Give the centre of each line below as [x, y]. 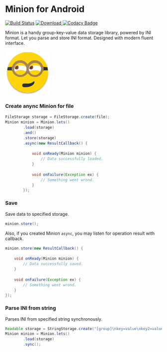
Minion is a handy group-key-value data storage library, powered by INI [78, 32]
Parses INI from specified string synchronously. [54, 319]
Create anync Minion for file [40, 106]
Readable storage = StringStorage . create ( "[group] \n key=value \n [73, 329]
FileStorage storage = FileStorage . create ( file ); [58, 117]
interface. [15, 43]
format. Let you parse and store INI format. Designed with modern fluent [79, 38]
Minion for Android [45, 9]
